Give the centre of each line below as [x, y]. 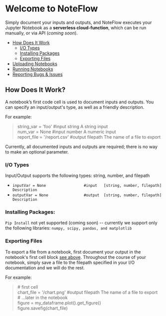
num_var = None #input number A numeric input [67, 132]
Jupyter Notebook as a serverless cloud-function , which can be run [76, 27]
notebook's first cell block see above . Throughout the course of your [76, 257]
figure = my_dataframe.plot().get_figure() [59, 303]
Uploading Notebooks [35, 64]
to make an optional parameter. [37, 152]
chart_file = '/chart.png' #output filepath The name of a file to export [87, 292]
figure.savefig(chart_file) [42, 308]
